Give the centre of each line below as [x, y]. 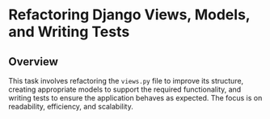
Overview [34, 62]
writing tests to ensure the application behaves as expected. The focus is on [135, 98]
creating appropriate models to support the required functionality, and [125, 89]
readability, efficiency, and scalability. [71, 107]
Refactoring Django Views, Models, [129, 15]
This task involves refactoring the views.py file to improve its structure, [126, 81]
